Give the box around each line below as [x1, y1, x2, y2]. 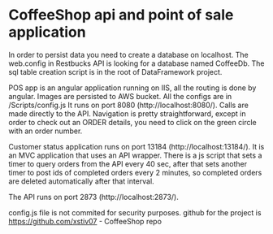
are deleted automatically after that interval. [8, 176, 154, 186]
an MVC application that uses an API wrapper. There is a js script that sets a [8, 150, 262, 160]
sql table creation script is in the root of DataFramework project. [8, 67, 223, 76]
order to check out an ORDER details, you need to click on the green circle [8, 117, 258, 127]
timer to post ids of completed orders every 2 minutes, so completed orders [8, 167, 262, 177]
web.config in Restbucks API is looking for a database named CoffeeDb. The [8, 58, 265, 68]
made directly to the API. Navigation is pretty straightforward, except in [8, 108, 246, 119]
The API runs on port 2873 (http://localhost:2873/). [8, 192, 179, 201]
